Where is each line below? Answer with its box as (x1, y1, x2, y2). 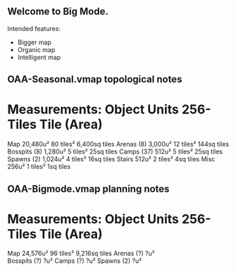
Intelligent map (17, 53, 61, 61)
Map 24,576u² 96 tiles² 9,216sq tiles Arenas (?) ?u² (7, 249, 155, 258)
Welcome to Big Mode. (7, 6, 109, 18)
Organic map (17, 45, 56, 54)
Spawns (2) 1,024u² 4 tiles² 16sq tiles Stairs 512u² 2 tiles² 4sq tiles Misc (7, 155, 216, 163)
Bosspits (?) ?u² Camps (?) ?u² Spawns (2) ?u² (7, 256, 142, 265)
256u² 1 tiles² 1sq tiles (7, 162, 71, 171)
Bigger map (17, 38, 51, 47)
